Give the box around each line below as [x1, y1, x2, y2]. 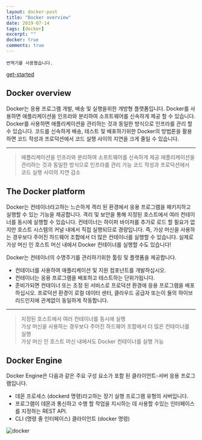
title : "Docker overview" [6, 14, 71, 20]
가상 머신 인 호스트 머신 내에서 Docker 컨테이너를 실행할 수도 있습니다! [6, 240, 171, 248]
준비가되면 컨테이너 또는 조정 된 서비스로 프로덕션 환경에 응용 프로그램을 [14, 281, 184, 289]
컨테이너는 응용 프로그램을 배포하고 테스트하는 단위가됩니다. [14, 274, 155, 281]
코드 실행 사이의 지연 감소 [20, 168, 81, 175]
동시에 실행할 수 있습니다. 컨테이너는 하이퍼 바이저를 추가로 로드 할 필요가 [17, 218, 189, 225]
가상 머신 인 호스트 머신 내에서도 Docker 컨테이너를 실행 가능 [20, 338, 164, 345]
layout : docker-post [6, 8, 58, 15]
